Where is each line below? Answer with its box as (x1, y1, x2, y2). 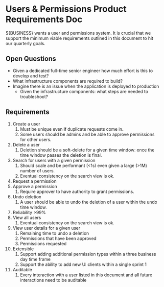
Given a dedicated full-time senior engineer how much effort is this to (12, 68, 153, 73)
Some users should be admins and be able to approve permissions (20, 131, 155, 137)
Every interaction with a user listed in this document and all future (20, 272, 153, 278)
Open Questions (5, 55, 56, 63)
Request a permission (12, 178, 57, 184)
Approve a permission (12, 183, 57, 189)
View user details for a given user (12, 225, 80, 231)
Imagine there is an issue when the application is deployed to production (12, 83, 160, 89)
